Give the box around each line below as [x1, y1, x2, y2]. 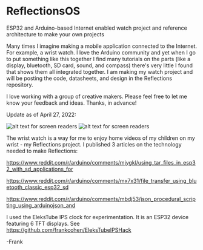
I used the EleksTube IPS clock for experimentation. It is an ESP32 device [6, 213, 189, 220]
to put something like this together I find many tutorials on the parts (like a [6, 55, 191, 62]
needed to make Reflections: [6, 147, 78, 154]
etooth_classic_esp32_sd [6, 183, 69, 191]
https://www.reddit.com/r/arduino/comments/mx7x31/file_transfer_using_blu [6, 177, 197, 184]
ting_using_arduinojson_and [6, 202, 76, 209]
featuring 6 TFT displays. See [6, 220, 80, 227]
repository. [6, 81, 33, 88]
